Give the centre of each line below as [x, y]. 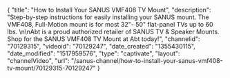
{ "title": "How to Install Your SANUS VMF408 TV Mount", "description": [109, 10]
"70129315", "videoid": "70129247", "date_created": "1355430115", [101, 46]
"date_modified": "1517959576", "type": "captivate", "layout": [94, 53]
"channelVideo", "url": [39, 61]
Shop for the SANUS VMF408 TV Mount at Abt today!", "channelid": [104, 39]
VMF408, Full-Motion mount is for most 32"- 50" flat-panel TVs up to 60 [110, 24]
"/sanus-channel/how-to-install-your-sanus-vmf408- [147, 61]
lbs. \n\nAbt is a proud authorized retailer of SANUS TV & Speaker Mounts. [113, 31]
